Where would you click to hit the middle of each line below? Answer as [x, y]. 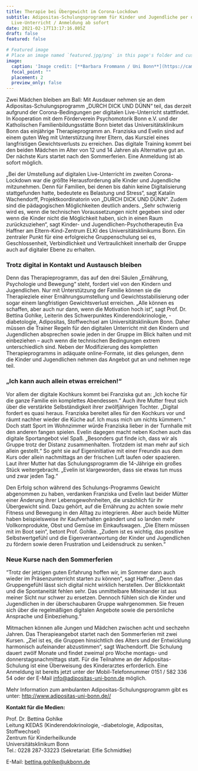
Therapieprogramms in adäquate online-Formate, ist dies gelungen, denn [95, 354]
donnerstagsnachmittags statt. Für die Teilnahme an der [74, 659]
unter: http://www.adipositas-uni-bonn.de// [59, 696]
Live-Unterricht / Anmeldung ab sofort [60, 23]
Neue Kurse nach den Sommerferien [60, 559]
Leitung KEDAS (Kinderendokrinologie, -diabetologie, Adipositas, [85, 725]
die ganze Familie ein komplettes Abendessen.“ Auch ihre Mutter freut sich [97, 400]
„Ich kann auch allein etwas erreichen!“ [64, 381]
